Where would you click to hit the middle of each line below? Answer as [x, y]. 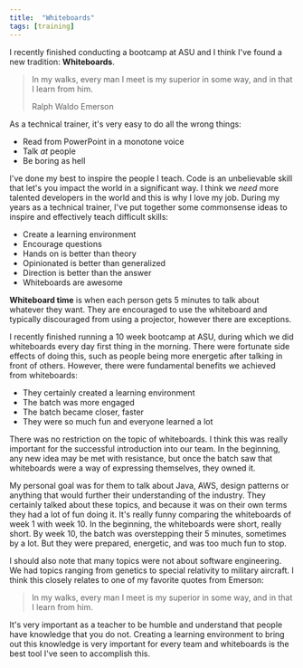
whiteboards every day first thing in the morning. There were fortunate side [150, 346]
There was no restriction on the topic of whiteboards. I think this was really [148, 439]
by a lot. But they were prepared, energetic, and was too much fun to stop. [148, 543]
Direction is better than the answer [87, 272]
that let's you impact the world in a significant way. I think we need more [144, 187]
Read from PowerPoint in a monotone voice [103, 141]
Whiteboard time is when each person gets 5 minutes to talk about [134, 300]
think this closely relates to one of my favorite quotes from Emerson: [137, 579]
